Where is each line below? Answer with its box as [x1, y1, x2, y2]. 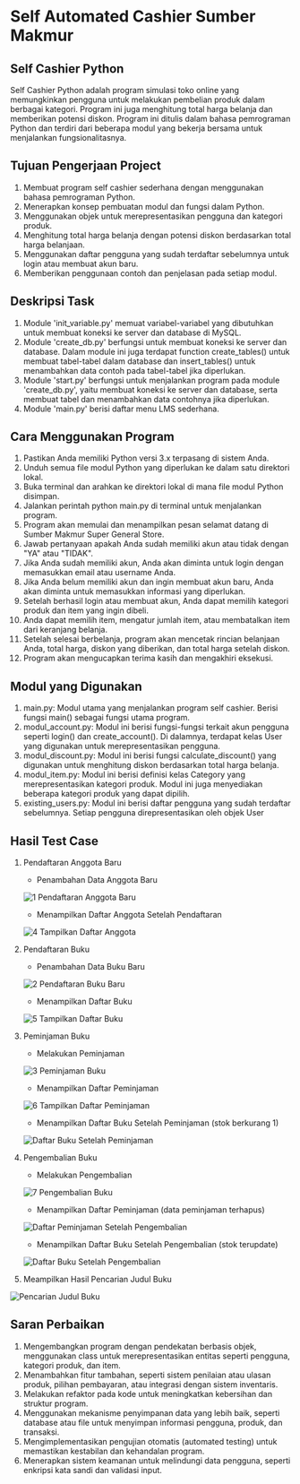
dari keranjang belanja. [22, 625, 108, 635]
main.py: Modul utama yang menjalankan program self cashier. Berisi [22, 703, 279, 713]
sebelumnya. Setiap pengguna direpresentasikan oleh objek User [22, 807, 265, 818]
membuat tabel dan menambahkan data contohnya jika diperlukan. [22, 393, 270, 404]
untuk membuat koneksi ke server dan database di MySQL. [22, 327, 242, 338]
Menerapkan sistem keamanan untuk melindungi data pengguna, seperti [22, 1454, 291, 1466]
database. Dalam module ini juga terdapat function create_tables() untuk [22, 346, 290, 357]
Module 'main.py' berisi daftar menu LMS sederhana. [22, 403, 220, 414]
